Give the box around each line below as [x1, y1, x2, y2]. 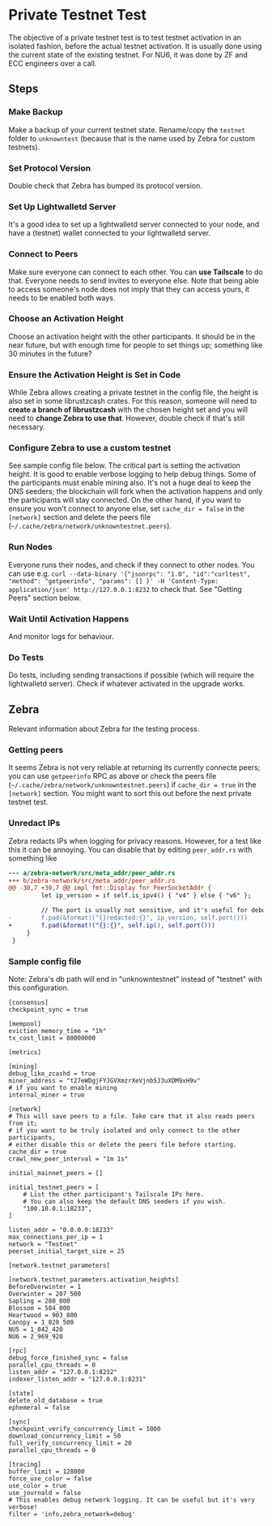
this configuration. [8, 983, 70, 992]
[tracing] [8, 1460, 42, 1468]
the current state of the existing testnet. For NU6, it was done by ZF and [8, 50, 249, 59]
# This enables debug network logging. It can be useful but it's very [8, 1496, 255, 1504]
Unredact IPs [8, 818, 61, 829]
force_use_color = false [8, 1474, 92, 1483]
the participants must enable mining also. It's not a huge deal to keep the [8, 478, 252, 488]
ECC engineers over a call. [8, 58, 97, 68]
